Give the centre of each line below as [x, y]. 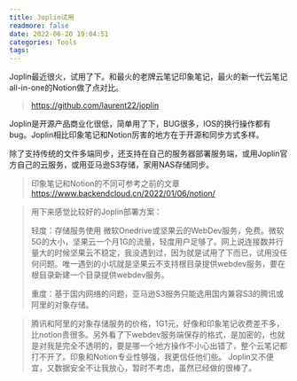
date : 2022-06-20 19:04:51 [59, 34]
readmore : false [39, 26]
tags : [19, 51]
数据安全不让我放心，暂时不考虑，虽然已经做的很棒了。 [156, 368]
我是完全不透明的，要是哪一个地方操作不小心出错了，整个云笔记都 [167, 346]
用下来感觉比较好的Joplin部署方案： [96, 212]
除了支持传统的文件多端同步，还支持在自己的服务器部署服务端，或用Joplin [145, 154]
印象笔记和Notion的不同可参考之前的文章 [105, 183]
